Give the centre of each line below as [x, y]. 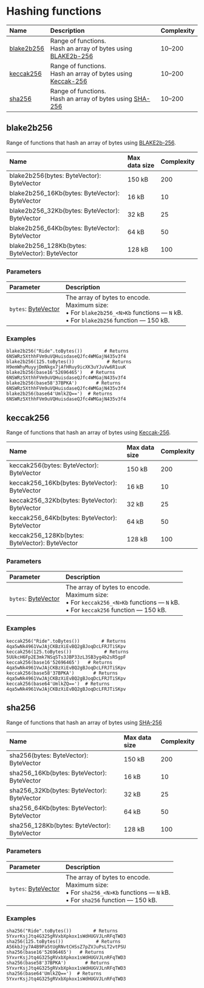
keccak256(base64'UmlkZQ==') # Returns [58, 683]
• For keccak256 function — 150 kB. [116, 610]
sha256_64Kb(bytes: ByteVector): [58, 808]
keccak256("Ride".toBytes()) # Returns [66, 641]
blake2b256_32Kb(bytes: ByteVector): [64, 210]
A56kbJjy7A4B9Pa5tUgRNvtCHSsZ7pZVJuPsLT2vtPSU [66, 947]
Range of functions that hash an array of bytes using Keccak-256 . [89, 432]
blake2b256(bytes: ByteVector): [55, 175]
